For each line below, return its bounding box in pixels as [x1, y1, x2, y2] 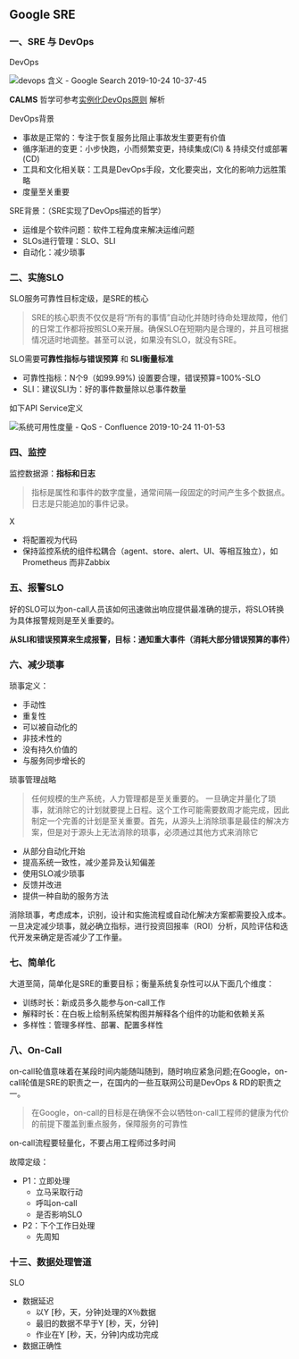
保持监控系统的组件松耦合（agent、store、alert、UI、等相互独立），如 [21, 545, 278, 557]
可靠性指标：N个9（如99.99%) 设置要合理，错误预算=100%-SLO [21, 372, 262, 383]
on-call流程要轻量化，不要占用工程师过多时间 [9, 1137, 176, 1148]
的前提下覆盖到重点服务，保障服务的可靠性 [30, 1118, 188, 1129]
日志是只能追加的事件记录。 [30, 498, 134, 509]
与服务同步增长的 [21, 755, 86, 765]
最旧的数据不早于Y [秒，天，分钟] [35, 1318, 159, 1329]
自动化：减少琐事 [21, 246, 86, 257]
